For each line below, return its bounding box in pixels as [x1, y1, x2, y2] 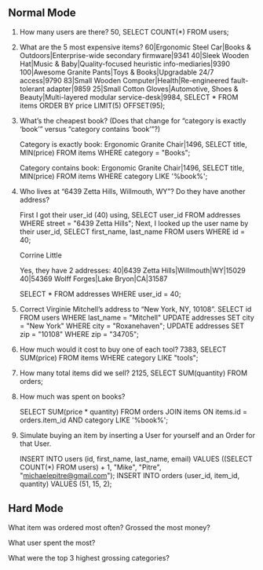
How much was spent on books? [19, 392, 126, 401]
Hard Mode [8, 502, 64, 515]
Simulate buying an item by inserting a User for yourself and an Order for [19, 430, 256, 440]
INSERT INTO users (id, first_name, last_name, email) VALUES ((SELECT [19, 454, 253, 463]
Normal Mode [8, 6, 76, 20]
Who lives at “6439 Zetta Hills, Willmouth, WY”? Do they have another [19, 186, 246, 195]
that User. [19, 439, 52, 448]
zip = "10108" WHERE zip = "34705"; [19, 329, 139, 338]
